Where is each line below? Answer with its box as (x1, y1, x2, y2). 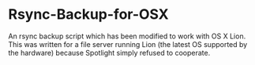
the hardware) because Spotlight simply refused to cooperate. (8, 48, 211, 57)
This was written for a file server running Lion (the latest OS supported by (8, 39, 248, 49)
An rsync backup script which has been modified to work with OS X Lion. (8, 31, 246, 41)
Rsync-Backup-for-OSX (8, 5, 170, 23)
